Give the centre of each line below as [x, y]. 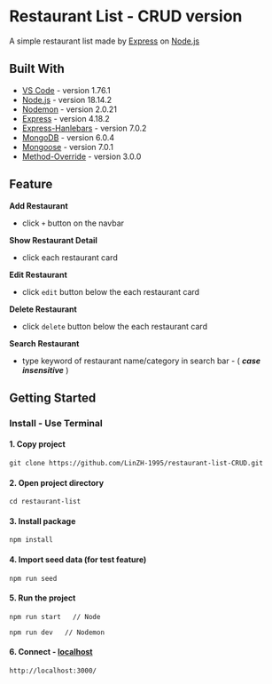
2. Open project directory [57, 482]
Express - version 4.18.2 [66, 118]
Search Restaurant [44, 343]
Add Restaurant [39, 205]
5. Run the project [43, 598]
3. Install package [43, 521]
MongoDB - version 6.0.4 [68, 137]
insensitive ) [45, 370]
